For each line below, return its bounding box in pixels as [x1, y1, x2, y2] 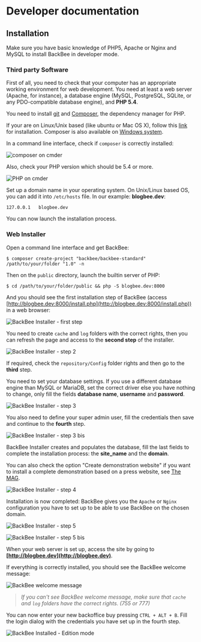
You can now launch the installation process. [6, 215, 117, 222]
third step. [6, 366, 32, 373]
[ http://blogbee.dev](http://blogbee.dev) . [6, 552, 113, 559]
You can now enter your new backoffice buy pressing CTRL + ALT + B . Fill [6, 611, 188, 619]
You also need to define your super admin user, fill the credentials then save [6, 414, 194, 421]
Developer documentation [6, 4, 139, 18]
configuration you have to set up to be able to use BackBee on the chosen [6, 504, 190, 511]
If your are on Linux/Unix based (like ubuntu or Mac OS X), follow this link [6, 122, 188, 129]
